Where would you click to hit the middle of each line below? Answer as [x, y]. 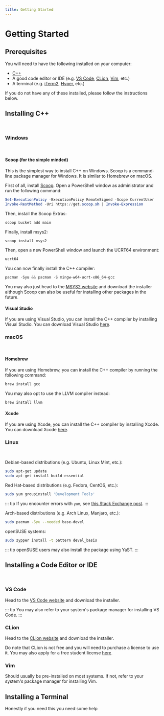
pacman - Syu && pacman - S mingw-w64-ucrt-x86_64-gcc [60, 277]
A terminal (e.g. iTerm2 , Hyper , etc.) [48, 83]
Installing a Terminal [37, 697]
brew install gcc [23, 384]
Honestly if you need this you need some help [51, 709]
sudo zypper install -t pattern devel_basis [51, 540]
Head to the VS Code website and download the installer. [63, 600]
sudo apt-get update [26, 471]
